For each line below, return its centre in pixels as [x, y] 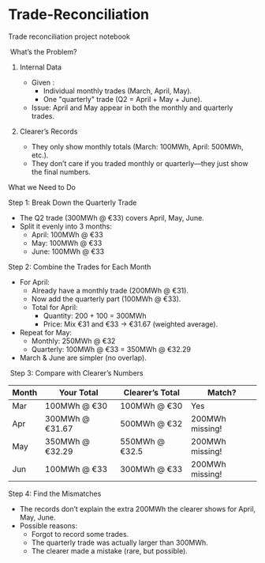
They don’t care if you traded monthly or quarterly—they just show [140, 163]
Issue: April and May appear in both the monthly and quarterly [132, 108]
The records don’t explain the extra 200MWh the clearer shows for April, [138, 508]
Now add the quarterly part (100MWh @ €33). [106, 299]
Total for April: [54, 307]
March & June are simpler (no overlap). [83, 357]
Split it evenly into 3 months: [65, 226]
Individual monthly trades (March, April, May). [118, 91]
